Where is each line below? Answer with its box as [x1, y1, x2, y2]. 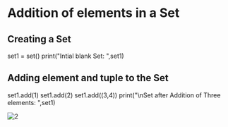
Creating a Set [7, 33, 72, 45]
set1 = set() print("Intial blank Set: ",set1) [7, 52, 125, 60]
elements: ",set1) [7, 98, 56, 107]
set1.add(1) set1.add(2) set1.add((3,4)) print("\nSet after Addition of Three [7, 90, 221, 99]
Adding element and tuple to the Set [7, 72, 169, 84]
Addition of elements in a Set [7, 5, 180, 21]
